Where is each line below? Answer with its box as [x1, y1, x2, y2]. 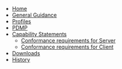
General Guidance [11, 11, 57, 19]
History [11, 56, 31, 63]
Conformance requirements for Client [20, 43, 114, 50]
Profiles [11, 18, 31, 25]
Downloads [11, 50, 40, 56]
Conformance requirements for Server [20, 37, 116, 44]
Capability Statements [11, 31, 67, 38]
